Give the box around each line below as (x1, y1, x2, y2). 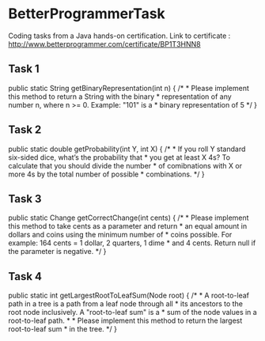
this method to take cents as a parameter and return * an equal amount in (8, 222, 248, 231)
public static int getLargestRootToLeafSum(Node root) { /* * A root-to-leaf (8, 290, 250, 301)
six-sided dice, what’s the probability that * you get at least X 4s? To (8, 152, 231, 162)
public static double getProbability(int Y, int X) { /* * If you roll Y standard (8, 144, 246, 153)
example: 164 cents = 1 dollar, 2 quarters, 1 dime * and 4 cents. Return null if (8, 238, 256, 248)
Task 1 (8, 63, 40, 76)
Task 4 (8, 270, 42, 283)
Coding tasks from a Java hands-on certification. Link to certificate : (8, 31, 231, 40)
